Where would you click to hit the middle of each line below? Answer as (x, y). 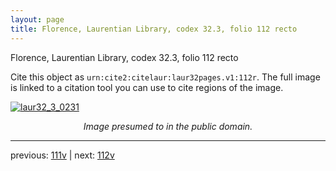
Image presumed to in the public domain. (168, 126)
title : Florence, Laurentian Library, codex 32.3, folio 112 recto (154, 29)
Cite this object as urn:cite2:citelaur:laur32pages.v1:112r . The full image (165, 77)
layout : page (37, 19)
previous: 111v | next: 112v (62, 155)
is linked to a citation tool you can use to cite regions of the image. (147, 87)
